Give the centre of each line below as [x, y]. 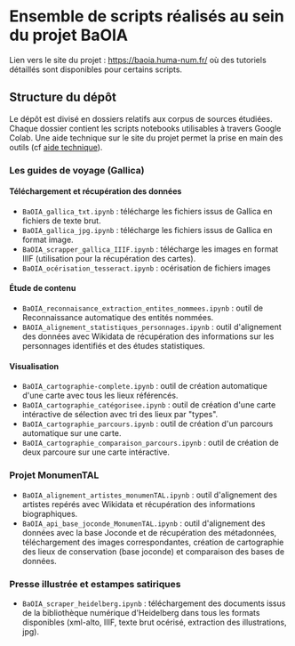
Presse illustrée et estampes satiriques [95, 584]
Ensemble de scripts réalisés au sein [147, 16]
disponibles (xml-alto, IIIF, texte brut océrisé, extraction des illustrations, [154, 622]
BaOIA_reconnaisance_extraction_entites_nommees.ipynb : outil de [143, 308]
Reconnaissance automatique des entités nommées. [118, 318]
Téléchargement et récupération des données [96, 191]
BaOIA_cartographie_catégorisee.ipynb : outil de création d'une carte [149, 405]
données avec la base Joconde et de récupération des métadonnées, [149, 532]
